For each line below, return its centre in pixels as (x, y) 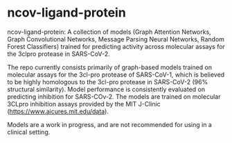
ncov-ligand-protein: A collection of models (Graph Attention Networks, (109, 32)
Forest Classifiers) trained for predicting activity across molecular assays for (116, 46)
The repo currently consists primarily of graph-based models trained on (110, 67)
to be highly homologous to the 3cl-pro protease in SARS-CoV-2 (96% (108, 82)
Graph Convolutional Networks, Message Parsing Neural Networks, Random (116, 39)
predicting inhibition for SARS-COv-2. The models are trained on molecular (114, 96)
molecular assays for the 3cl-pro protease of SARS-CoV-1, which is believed (116, 75)
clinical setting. (29, 132)
